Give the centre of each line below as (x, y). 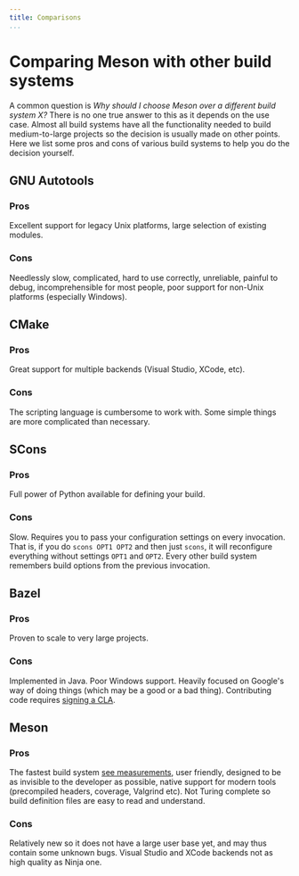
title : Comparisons (45, 17)
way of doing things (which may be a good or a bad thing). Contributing (141, 690)
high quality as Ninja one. (56, 863)
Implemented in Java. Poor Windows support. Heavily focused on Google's (147, 681)
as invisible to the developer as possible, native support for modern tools (143, 782)
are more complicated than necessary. (80, 421)
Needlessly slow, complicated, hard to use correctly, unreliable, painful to (144, 277)
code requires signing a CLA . (62, 699)
